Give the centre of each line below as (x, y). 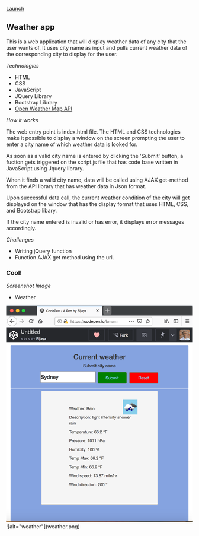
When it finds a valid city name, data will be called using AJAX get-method (97, 180)
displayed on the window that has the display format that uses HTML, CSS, (97, 204)
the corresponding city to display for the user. (62, 54)
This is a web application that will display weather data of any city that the (96, 42)
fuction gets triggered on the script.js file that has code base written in (92, 162)
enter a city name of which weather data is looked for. (72, 144)
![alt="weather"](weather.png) (43, 526)
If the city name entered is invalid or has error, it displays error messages (95, 221)
